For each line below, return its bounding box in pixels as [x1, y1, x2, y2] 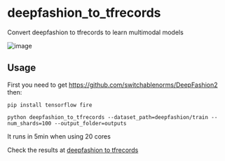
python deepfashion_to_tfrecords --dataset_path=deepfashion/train [7, 113, 209, 120]
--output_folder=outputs [54, 120, 128, 127]
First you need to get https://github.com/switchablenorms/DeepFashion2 [7, 80, 218, 89]
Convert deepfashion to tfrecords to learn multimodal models [7, 28, 184, 36]
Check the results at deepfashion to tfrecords [7, 146, 139, 154]
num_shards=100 [7, 120, 52, 127]
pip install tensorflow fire [7, 101, 93, 108]
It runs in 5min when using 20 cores [7, 132, 111, 141]
